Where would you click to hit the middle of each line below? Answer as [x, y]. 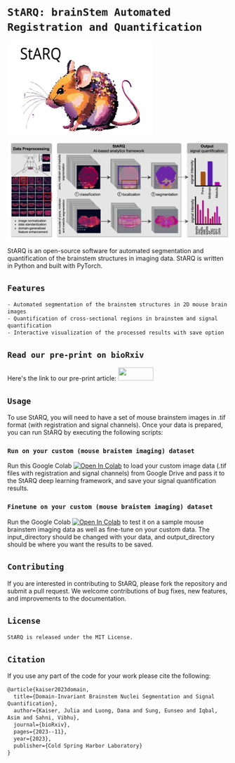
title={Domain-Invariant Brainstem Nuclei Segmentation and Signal [114, 697]
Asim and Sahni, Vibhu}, [43, 718]
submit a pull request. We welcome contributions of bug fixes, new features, [117, 591]
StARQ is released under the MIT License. [70, 637]
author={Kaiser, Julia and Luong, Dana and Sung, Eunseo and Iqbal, [116, 711]
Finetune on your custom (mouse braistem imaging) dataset [110, 507]
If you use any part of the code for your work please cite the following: [109, 676]
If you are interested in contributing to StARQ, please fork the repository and [117, 583]
